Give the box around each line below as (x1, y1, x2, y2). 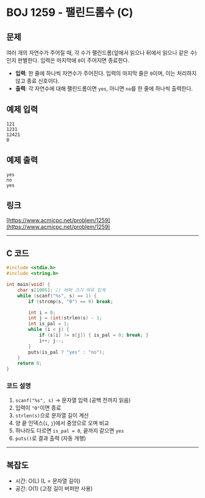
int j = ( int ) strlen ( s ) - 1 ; (28, 315, 103, 321)
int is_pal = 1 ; (28, 321, 70, 327)
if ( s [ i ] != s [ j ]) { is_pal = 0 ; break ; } (38, 332, 149, 338)
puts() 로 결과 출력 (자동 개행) (15, 435, 87, 442)
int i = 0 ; (28, 309, 56, 316)
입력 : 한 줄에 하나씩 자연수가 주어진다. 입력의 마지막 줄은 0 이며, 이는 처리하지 (15, 69, 197, 77)
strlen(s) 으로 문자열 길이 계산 (15, 412, 89, 419)
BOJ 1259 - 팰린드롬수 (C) (6, 5, 134, 20)
